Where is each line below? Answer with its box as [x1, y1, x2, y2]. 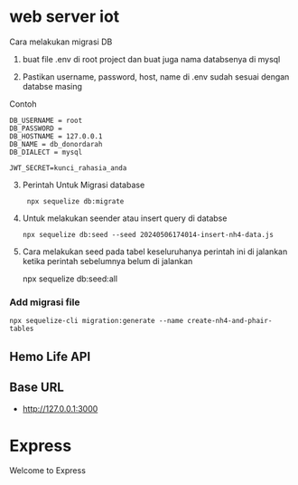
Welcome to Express [9, 465, 86, 476]
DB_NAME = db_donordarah [9, 139, 103, 148]
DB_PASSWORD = [9, 124, 63, 133]
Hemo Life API [9, 348, 91, 364]
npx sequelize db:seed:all [22, 273, 118, 284]
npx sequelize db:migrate [26, 196, 125, 205]
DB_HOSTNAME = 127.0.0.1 [9, 131, 103, 141]
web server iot [9, 6, 120, 27]
